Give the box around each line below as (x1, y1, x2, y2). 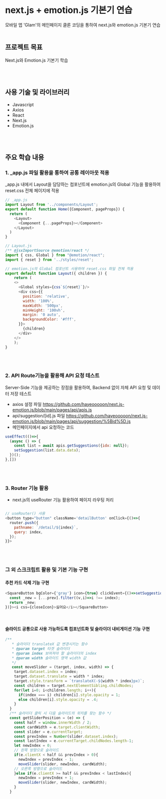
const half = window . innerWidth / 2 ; (14, 720, 92, 725)
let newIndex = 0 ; (14, 743, 52, 748)
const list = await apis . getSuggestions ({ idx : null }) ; (14, 443, 129, 448)
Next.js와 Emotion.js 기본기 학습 (5, 57, 68, 63)
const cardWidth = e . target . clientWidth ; (14, 725, 100, 730)
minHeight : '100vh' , (23, 308, 65, 313)
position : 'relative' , (23, 294, 70, 299)
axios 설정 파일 (12, 401, 42, 407)
